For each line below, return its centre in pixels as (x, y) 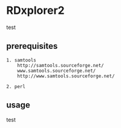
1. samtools (21, 60)
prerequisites (32, 46)
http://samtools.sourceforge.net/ (60, 65)
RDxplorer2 (35, 11)
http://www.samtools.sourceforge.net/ (66, 76)
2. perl (16, 86)
